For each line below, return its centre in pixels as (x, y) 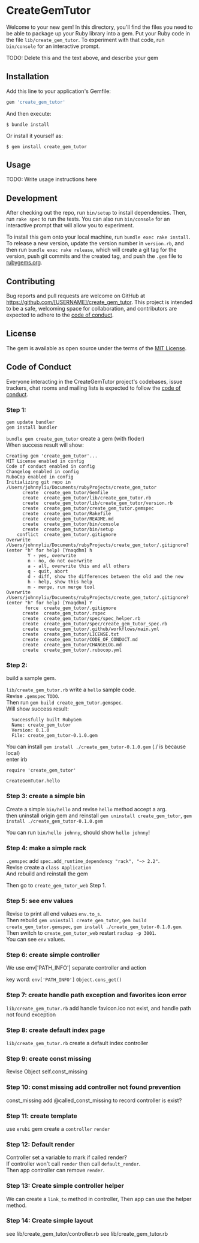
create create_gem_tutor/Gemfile (65, 492)
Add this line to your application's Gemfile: (58, 91)
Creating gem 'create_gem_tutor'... (52, 456)
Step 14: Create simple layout (50, 1221)
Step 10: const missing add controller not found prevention (94, 1087)
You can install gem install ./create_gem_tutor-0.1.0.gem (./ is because (96, 747)
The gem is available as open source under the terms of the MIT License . (97, 348)
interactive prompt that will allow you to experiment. (70, 225)
